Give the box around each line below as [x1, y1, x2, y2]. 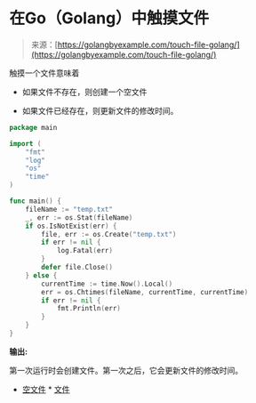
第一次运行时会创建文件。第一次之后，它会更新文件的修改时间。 [9, 365, 243, 375]
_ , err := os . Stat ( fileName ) [25, 213, 133, 222]
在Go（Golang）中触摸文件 [9, 8, 210, 28]
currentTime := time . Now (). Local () [41, 279, 173, 288]
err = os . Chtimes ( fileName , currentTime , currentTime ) [41, 287, 249, 296]
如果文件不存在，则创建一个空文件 [21, 86, 148, 97]
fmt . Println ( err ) [56, 304, 122, 313]
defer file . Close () [41, 263, 114, 272]
